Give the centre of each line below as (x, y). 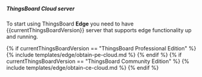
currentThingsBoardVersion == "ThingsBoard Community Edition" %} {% (98, 61)
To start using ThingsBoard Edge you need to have (70, 24)
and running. (22, 36)
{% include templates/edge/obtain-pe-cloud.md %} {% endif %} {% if (94, 55)
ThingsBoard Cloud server (40, 8)
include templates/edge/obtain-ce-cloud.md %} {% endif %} (83, 67)
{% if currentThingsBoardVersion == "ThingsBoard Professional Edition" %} (101, 48)
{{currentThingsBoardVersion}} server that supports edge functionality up (99, 30)
